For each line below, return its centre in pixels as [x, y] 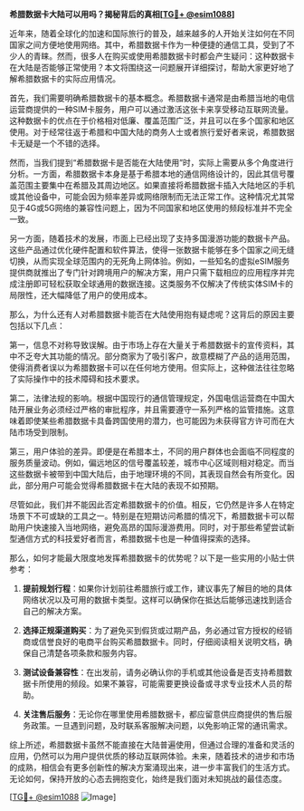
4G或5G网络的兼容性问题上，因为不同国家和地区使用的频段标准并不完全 [159, 208]
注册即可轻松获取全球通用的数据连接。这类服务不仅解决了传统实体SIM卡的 [155, 284]
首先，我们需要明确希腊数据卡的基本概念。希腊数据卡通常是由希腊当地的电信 [152, 98]
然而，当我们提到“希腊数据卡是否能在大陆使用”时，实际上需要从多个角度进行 [152, 163]
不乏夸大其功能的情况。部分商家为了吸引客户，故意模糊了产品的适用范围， [156, 356]
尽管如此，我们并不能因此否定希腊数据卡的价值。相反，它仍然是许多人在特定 [152, 505]
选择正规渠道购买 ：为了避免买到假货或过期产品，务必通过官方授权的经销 [157, 630]
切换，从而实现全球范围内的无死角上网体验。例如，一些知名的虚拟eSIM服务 [150, 261]
